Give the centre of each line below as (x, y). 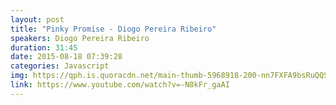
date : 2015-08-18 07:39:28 (66, 57)
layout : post (37, 19)
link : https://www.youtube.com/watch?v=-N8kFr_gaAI (120, 85)
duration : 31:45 (44, 47)
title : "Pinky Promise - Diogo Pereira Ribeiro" (113, 29)
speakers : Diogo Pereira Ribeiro (80, 38)
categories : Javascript (60, 66)
